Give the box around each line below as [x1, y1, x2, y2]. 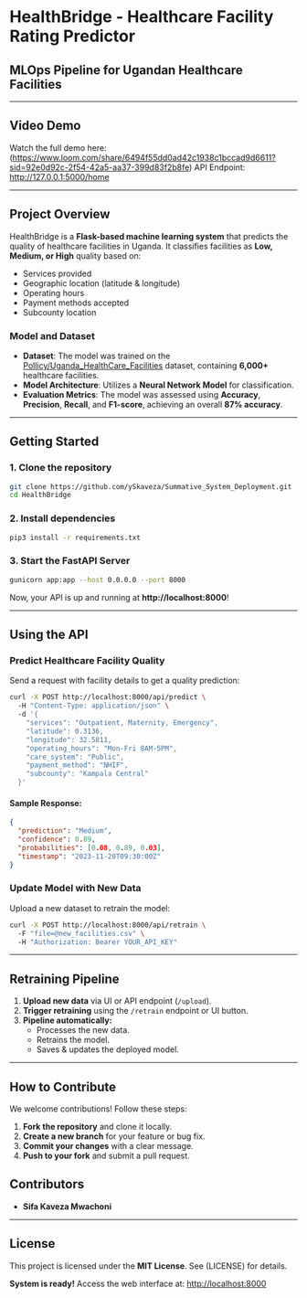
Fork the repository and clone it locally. [22, 1122, 173, 1133]
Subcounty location [22, 306, 97, 317]
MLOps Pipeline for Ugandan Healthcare [9, 62, 244, 78]
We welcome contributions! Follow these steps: [9, 1103, 187, 1114]
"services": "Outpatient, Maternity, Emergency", [26, 718, 219, 728]
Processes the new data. [36, 1025, 130, 1036]
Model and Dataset [9, 329, 96, 342]
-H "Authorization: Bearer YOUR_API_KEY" [17, 937, 178, 947]
